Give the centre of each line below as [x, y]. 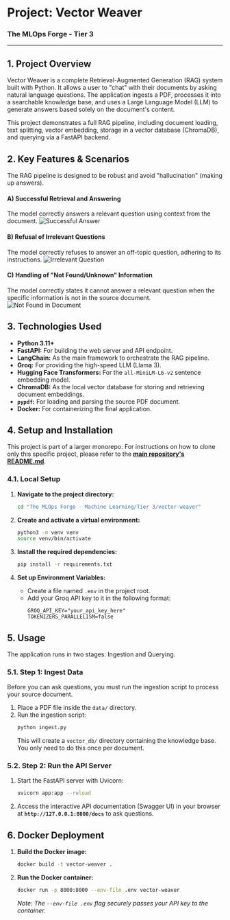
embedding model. [43, 380]
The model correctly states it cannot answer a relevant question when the [111, 290]
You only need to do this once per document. [81, 748]
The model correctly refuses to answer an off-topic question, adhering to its [114, 252]
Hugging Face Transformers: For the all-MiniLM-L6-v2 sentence [109, 372]
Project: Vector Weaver [75, 13]
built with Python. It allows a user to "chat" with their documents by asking [112, 88]
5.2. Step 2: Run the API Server [59, 766]
